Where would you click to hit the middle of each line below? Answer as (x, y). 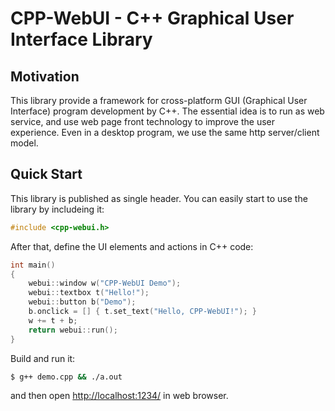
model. (24, 143)
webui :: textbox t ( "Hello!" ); (89, 293)
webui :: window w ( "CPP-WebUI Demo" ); (105, 283)
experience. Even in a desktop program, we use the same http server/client (165, 132)
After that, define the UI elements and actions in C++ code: (132, 246)
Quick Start (46, 174)
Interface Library (81, 39)
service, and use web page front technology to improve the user (143, 121)
